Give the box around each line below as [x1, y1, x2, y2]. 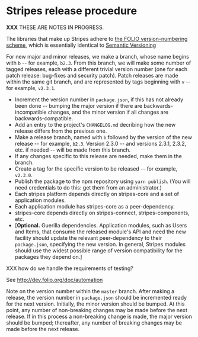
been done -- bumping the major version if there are [14, 102, 143, 109]
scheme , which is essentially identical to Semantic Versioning [6, 41, 157, 49]
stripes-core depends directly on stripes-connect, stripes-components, [14, 209, 190, 216]
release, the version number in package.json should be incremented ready [6, 294, 187, 301]
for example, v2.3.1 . [6, 84, 56, 91]
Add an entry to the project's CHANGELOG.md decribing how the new [14, 121, 176, 128]
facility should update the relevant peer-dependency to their [14, 234, 162, 241]
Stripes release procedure [6, 4, 138, 18]
